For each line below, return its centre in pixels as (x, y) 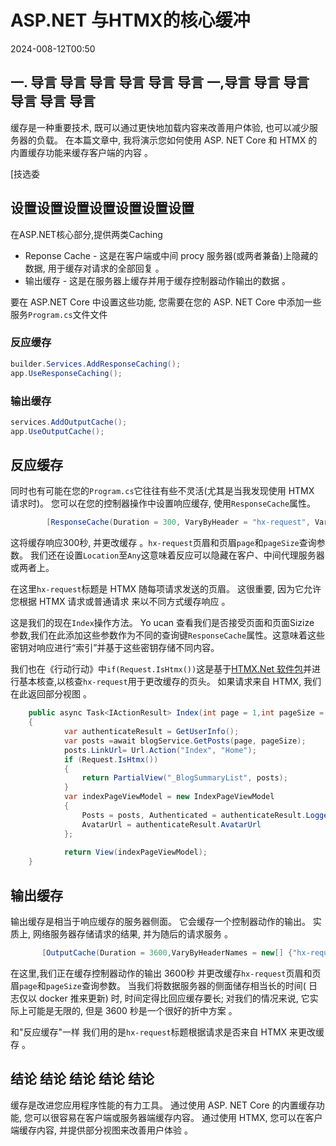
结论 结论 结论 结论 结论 (82, 1079)
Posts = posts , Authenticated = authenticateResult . (194, 815)
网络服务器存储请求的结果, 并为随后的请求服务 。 (132, 934)
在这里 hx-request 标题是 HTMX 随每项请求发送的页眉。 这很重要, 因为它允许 (166, 589)
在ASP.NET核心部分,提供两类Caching (86, 234)
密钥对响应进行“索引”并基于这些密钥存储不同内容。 (115, 648)
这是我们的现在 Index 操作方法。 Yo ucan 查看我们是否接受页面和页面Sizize (162, 623)
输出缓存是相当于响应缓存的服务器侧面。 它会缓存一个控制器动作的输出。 (160, 922)
